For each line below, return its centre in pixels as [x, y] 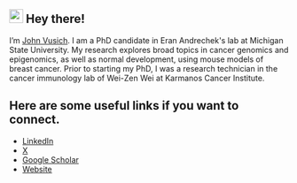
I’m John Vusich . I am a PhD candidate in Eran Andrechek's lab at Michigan [146, 40]
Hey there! [55, 19]
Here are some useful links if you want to [124, 106]
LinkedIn [38, 141]
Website [37, 169]
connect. [35, 120]
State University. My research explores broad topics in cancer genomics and [149, 50]
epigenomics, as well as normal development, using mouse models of [137, 59]
